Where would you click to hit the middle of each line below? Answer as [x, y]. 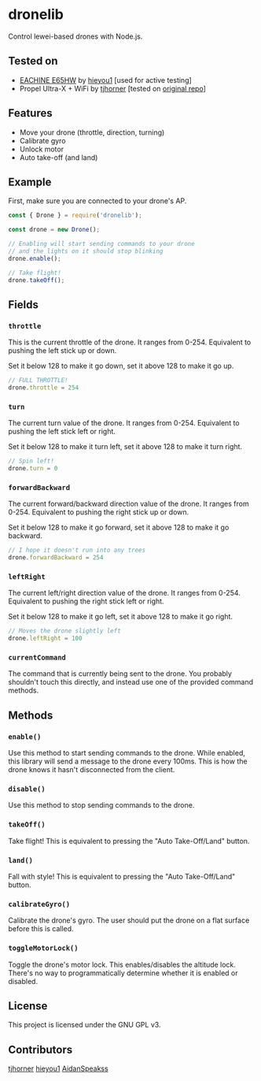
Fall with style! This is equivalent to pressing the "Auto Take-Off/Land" [122, 876]
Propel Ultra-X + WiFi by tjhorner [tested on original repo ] [112, 88]
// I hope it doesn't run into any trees [77, 550]
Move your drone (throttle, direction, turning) [92, 132]
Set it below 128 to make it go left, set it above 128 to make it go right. [121, 617]
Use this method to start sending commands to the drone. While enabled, [127, 753]
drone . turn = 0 [33, 469]
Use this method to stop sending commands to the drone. [101, 805]
